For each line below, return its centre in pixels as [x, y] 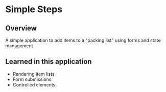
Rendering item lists [33, 74]
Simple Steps [34, 9]
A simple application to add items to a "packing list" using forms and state [83, 40]
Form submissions [32, 79]
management [19, 46]
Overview [21, 28]
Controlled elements [34, 84]
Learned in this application [49, 62]
